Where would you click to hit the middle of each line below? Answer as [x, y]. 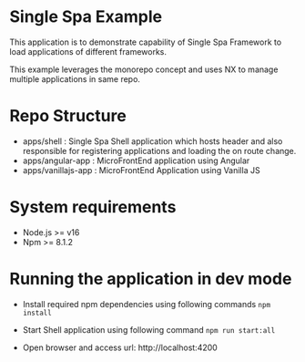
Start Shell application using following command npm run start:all [149, 329]
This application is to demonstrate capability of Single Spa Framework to [146, 42]
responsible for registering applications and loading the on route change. [159, 150]
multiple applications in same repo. [75, 78]
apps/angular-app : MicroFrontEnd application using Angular [136, 160]
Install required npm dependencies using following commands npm [147, 304]
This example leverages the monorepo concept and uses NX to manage [144, 69]
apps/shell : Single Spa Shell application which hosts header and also [152, 141]
